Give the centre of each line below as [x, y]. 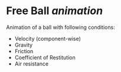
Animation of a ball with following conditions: [60, 27]
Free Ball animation [55, 11]
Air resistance [32, 64]
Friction [24, 51]
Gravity [24, 45]
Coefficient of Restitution [45, 57]
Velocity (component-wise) [48, 38]
